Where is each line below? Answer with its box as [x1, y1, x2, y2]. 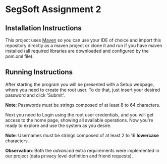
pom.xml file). [5, 53, 34, 59]
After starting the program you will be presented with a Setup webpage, [5, 81, 154, 87]
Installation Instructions [5, 24, 82, 32]
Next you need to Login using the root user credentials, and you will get [5, 111, 154, 117]
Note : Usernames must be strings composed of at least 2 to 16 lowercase [5, 132, 159, 138]
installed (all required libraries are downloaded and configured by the [5, 48, 149, 54]
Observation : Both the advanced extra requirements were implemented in [5, 147, 160, 153]
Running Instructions [5, 68, 73, 76]
